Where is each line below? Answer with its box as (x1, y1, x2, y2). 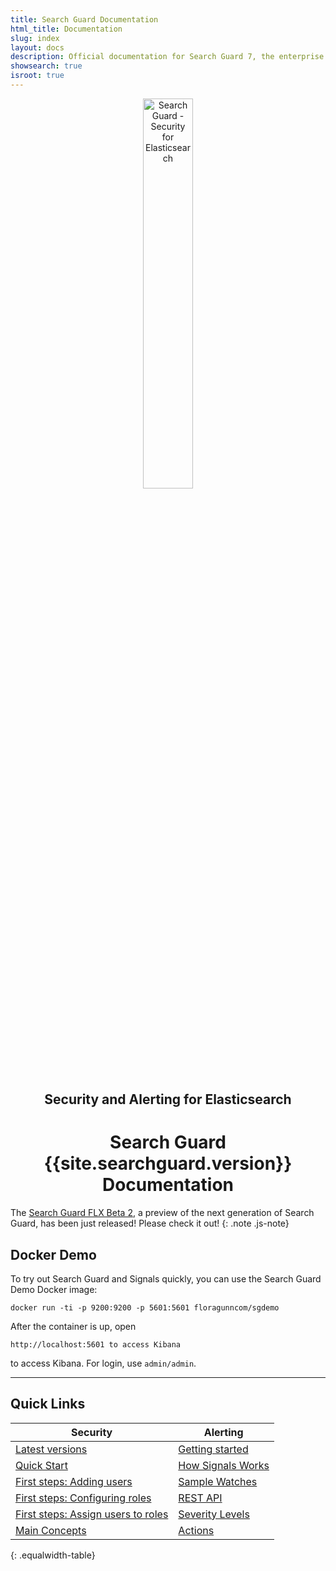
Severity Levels (178, 1507, 250, 1521)
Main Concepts (15, 1523, 87, 1537)
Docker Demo (10, 1246, 97, 1263)
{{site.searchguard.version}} (43, 1152, 293, 1175)
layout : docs (10, 42, 65, 53)
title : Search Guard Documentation (10, 14, 159, 25)
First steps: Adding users (15, 1474, 133, 1488)
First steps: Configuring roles (15, 1491, 152, 1505)
